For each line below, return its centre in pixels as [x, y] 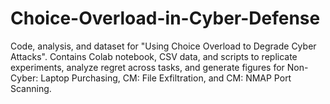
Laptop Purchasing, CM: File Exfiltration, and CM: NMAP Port [166, 78]
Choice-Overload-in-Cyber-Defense [165, 18]
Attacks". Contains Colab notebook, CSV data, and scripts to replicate [154, 56]
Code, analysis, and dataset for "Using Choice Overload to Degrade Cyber [163, 46]
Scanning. [31, 88]
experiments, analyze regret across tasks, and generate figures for [147, 67]
